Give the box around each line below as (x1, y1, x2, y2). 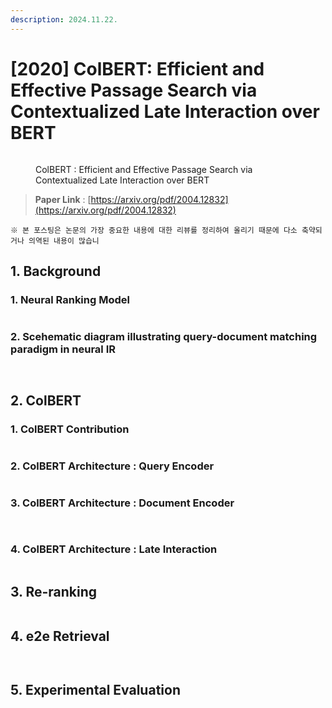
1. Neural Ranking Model (10, 292, 130, 306)
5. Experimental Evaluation (10, 682, 181, 699)
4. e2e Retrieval (10, 628, 110, 645)
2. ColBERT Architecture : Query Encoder (10, 459, 215, 473)
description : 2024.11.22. (10, 14, 118, 25)
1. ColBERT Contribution (10, 422, 130, 436)
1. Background (10, 262, 102, 280)
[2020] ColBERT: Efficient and (10, 57, 265, 80)
